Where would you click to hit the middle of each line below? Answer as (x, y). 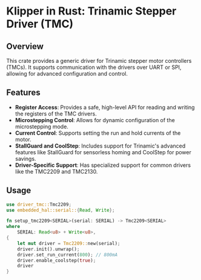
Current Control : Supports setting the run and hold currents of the (98, 133)
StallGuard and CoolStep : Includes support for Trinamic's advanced (100, 146)
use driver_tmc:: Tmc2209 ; (39, 204)
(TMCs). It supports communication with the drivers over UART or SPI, (94, 67)
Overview (25, 46)
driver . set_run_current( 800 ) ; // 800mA (68, 255)
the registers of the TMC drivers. (56, 114)
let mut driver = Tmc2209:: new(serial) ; (69, 243)
